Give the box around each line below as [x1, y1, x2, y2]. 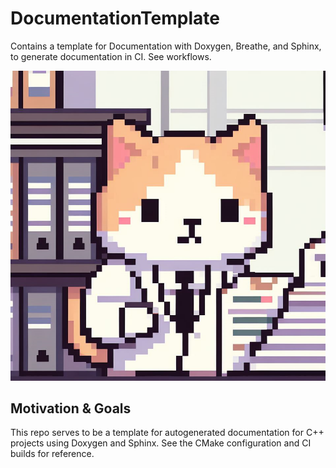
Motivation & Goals [10, 400, 132, 417]
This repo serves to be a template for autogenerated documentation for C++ [10, 427, 325, 439]
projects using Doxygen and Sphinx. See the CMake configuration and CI [10, 437, 312, 449]
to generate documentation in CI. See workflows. [10, 50, 212, 62]
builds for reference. [10, 448, 95, 460]
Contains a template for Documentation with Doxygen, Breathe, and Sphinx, [10, 40, 322, 52]
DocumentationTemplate [10, 7, 220, 30]
